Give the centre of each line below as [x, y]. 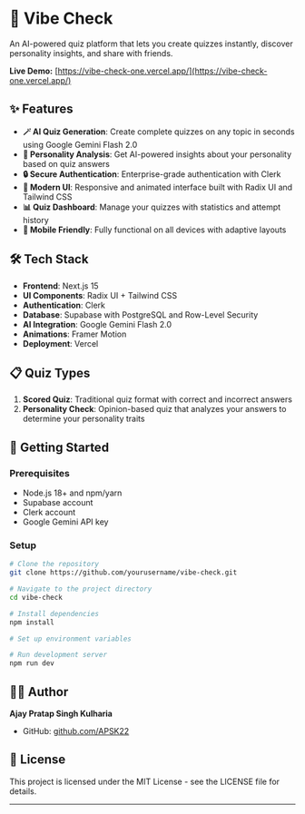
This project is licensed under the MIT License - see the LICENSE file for [144, 781]
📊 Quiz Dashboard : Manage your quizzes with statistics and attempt [152, 207]
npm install [32, 622]
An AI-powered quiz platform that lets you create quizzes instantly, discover [151, 44]
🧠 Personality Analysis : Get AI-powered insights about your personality [157, 154]
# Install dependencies [54, 613]
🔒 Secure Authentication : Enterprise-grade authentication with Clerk [152, 174]
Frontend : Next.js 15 [60, 286]
